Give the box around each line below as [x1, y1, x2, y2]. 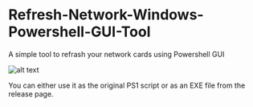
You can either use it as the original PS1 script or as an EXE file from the [8, 80, 246, 90]
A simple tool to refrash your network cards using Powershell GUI [8, 49, 225, 59]
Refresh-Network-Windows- [8, 6, 204, 24]
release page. [8, 88, 54, 98]
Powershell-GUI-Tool [8, 23, 151, 41]
